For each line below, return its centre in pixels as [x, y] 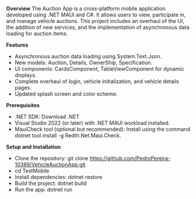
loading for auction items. [37, 34]
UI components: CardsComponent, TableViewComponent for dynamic [99, 69]
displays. [26, 75]
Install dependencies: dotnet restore [59, 177]
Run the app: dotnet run [43, 190]
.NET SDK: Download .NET [47, 117]
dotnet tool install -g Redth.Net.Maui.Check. [68, 135]
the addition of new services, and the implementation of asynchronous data [98, 27]
